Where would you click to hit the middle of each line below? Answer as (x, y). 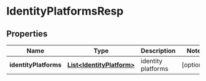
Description (158, 51)
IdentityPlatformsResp (65, 11)
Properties (27, 34)
